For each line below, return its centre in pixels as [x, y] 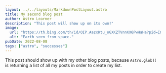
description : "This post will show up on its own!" [59, 23]
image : [12, 28]
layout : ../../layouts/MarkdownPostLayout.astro [56, 10]
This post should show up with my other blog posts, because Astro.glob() [81, 60]
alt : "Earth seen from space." [42, 37]
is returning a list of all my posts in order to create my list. [63, 65]
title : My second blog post [34, 14]
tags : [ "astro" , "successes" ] [36, 46]
